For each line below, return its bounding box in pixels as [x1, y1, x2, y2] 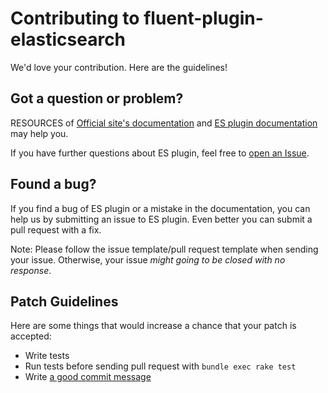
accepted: [10, 330, 52, 342]
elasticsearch [10, 28, 127, 51]
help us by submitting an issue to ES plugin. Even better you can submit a [10, 213, 313, 225]
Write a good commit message [24, 371, 152, 383]
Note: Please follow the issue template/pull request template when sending [10, 243, 319, 255]
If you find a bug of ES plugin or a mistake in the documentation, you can [10, 202, 311, 214]
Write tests [24, 350, 70, 362]
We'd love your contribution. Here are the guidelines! [10, 61, 228, 73]
